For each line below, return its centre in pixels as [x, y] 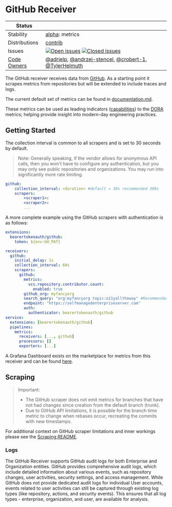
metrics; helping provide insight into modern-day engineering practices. [81, 114]
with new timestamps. [49, 421]
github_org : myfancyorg [49, 294]
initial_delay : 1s [34, 260]
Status [24, 26]
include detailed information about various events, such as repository [78, 472]
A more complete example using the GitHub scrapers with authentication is [84, 217]
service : [15, 317]
